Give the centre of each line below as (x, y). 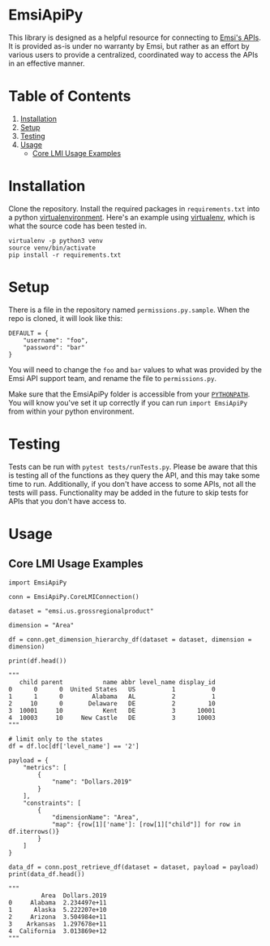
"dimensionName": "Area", (95, 817)
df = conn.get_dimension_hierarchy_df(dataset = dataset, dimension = (130, 640)
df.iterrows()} (34, 831)
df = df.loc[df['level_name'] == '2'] (74, 746)
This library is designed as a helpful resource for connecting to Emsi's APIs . (135, 37)
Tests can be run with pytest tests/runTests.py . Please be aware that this (133, 466)
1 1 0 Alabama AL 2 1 (112, 696)
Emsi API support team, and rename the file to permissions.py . (113, 378)
